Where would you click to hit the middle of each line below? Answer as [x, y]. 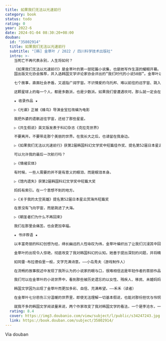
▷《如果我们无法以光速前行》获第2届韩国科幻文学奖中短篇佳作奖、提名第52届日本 [85, 146]
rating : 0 [15, 24]
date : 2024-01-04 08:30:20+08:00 [40, 33]
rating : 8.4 [22, 311]
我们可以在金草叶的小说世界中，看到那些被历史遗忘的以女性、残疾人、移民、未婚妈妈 [88, 280]
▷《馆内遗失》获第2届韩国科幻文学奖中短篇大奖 [55, 181]
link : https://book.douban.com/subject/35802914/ [62, 320]
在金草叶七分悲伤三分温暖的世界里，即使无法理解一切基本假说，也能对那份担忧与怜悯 [88, 298]
